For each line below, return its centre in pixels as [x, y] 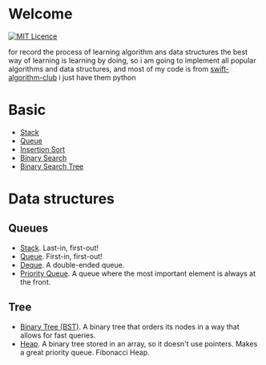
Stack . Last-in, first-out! [59, 248]
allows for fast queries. [58, 335]
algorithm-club [33, 77]
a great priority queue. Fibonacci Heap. [85, 352]
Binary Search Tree [52, 166]
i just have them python [97, 77]
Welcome [40, 14]
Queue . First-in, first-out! [61, 256]
